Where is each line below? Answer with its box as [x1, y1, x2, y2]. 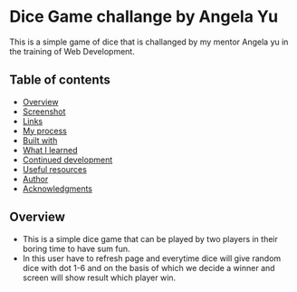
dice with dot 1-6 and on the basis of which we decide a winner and [22, 262, 275, 273]
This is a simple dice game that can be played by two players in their [22, 233, 279, 244]
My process [22, 125, 68, 136]
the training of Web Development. [9, 45, 136, 56]
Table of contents [9, 73, 110, 88]
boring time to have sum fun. [22, 243, 130, 254]
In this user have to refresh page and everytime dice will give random [22, 252, 282, 264]
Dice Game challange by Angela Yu [9, 6, 279, 27]
